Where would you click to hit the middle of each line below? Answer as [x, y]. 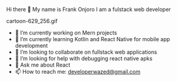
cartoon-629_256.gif [32, 21]
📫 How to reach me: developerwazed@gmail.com [78, 72]
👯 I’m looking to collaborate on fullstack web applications [86, 52]
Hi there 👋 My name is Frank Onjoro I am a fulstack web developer [88, 9]
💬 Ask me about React [43, 65]
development [31, 46]
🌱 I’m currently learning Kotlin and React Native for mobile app [92, 39]
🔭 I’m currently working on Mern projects [66, 33]
